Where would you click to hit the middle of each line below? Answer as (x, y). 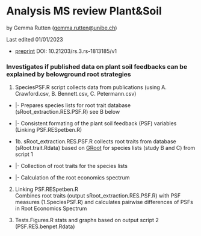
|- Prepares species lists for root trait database (73, 105)
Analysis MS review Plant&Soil (84, 11)
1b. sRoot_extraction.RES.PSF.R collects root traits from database (95, 141)
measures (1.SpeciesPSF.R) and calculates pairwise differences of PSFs (104, 202)
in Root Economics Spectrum (51, 208)
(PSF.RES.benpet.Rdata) (45, 226)
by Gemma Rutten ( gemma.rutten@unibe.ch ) (62, 28)
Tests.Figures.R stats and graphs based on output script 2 (87, 220)
